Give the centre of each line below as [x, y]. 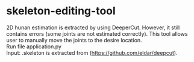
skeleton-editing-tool [61, 11]
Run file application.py [34, 46]
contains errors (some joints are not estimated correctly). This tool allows [97, 33]
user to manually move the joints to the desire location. [74, 40]
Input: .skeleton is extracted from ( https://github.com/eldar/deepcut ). [92, 52]
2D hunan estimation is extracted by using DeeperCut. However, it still [93, 27]
